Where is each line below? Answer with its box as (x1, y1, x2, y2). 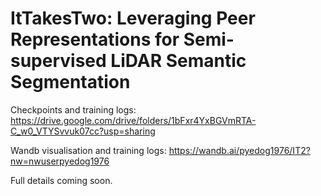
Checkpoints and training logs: (10, 103, 137, 116)
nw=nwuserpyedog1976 (10, 155, 110, 167)
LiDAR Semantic (110, 50, 247, 72)
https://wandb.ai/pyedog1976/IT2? (168, 144, 311, 156)
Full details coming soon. (10, 174, 113, 186)
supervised (10, 50, 107, 72)
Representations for (10, 28, 180, 51)
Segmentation (10, 71, 131, 94)
